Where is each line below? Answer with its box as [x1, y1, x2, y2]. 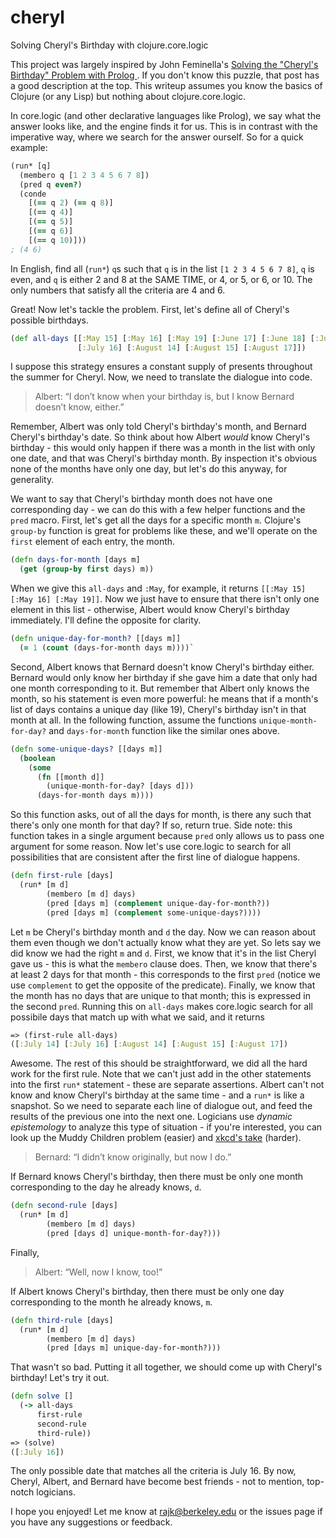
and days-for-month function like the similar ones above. [48, 724, 280, 736]
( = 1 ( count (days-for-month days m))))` [19, 643, 195, 653]
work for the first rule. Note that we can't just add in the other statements [10, 1068, 312, 1080]
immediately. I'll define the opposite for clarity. [10, 614, 202, 626]
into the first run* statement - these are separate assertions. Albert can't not [10, 1079, 325, 1091]
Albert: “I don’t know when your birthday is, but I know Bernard [34, 391, 295, 403]
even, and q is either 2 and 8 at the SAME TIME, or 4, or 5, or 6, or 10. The [10, 273, 313, 285]
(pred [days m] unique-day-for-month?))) [46, 1343, 222, 1353]
